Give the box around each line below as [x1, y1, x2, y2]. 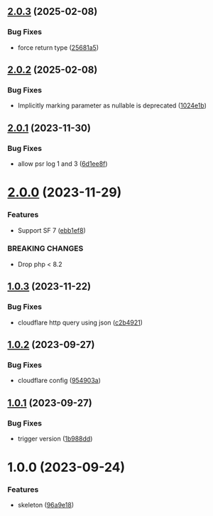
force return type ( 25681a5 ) [17, 43, 99, 52]
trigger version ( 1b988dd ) [17, 434, 93, 443]
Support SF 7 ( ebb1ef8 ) [17, 226, 87, 234]
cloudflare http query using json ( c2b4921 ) [17, 318, 143, 327]
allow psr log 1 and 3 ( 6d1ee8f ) [17, 159, 108, 168]
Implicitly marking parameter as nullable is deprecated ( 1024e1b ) [17, 101, 207, 110]
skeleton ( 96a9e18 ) [17, 501, 75, 510]
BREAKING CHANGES [7, 243, 84, 253]
